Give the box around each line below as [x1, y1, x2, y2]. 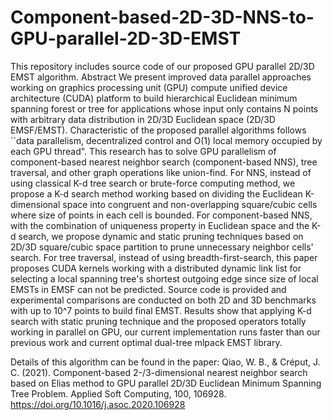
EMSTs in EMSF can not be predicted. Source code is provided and [10, 283, 287, 295]
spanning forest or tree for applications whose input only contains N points [10, 102, 319, 115]
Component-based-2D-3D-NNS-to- [10, 6, 315, 29]
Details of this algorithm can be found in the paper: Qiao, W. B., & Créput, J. [10, 356, 321, 368]
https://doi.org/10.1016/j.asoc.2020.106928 [10, 398, 186, 410]
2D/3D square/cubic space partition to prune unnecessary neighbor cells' [10, 241, 314, 253]
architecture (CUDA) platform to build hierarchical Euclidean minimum [10, 92, 298, 104]
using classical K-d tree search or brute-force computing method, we [10, 177, 296, 189]
